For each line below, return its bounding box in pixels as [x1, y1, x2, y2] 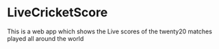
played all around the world [7, 34, 84, 42]
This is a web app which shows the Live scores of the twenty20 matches [7, 27, 212, 35]
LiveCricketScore [7, 5, 108, 20]
